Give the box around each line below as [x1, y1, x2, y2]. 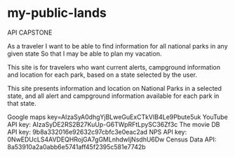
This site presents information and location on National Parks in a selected [7, 84, 222, 92]
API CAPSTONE [7, 28, 53, 37]
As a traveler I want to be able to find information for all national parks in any [7, 42, 228, 50]
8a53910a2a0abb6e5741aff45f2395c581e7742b [7, 142, 146, 151]
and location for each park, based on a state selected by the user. [7, 70, 198, 79]
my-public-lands [7, 5, 107, 21]
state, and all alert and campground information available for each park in [7, 92, 220, 100]
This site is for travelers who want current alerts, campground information [7, 63, 221, 71]
